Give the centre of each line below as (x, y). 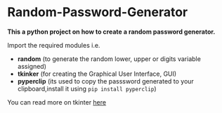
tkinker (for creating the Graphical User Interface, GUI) (97, 74)
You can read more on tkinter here (57, 102)
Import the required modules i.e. (54, 45)
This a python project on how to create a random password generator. (111, 32)
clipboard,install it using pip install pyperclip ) (87, 88)
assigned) (32, 66)
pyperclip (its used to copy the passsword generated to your (106, 81)
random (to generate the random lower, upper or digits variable (109, 59)
